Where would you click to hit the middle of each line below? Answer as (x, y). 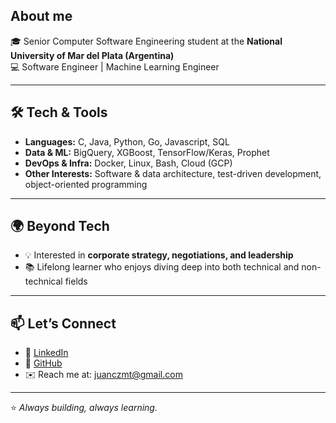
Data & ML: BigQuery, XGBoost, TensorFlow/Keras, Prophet (147, 152)
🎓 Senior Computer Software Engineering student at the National (146, 41)
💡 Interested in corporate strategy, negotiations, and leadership (159, 255)
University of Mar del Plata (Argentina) (92, 55)
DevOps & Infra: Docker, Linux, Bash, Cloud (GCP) (128, 163)
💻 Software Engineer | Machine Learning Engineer (115, 66)
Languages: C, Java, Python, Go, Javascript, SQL (127, 141)
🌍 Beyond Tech (60, 226)
